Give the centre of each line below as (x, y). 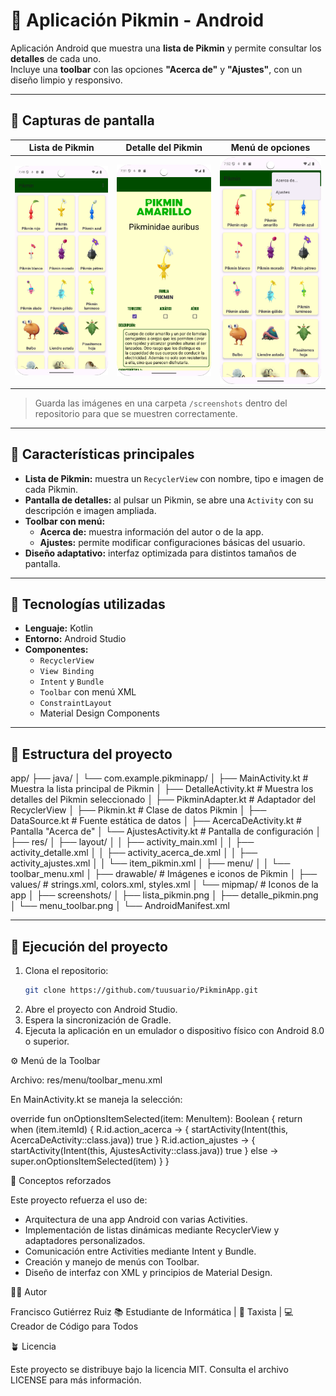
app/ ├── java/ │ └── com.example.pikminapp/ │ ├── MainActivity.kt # (159, 778)
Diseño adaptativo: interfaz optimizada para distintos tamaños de (160, 553)
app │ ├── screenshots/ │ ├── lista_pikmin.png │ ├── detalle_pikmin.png (164, 895)
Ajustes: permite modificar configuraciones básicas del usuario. (172, 542)
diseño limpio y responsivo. (66, 80)
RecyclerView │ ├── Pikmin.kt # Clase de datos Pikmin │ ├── (138, 810)
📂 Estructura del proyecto (91, 754)
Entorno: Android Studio (75, 639)
